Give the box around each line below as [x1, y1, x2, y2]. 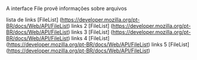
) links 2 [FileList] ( [68, 23, 113, 29]
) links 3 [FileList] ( [68, 29, 113, 36]
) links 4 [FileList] [68, 35, 110, 41]
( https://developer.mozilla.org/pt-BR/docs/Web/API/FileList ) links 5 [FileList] [6, 41, 189, 48]
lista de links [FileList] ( [6, 16, 62, 23]
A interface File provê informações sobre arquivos [6, 5, 127, 12]
